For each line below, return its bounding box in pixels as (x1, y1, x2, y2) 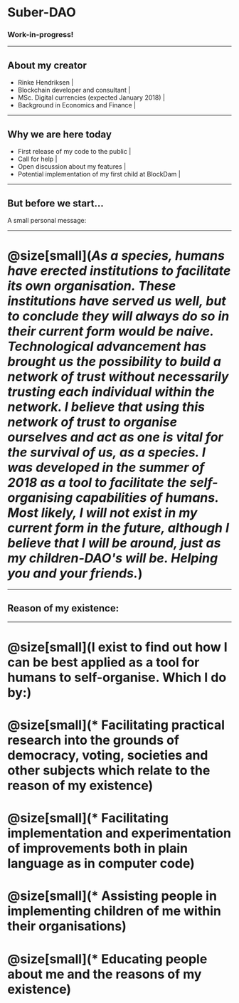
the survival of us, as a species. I (7, 444, 206, 461)
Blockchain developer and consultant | (17, 86, 131, 95)
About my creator (7, 59, 87, 71)
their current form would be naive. (7, 323, 214, 340)
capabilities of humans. (75, 490, 219, 506)
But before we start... (7, 197, 105, 209)
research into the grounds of (7, 732, 180, 748)
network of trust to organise (7, 414, 178, 431)
